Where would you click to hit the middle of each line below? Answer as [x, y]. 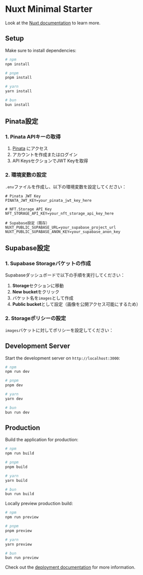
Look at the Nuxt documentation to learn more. [53, 23]
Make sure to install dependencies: [41, 50]
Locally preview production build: [39, 504]
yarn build [16, 480]
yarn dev [14, 399]
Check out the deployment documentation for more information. [70, 567]
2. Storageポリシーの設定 [36, 318]
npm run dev [17, 372]
